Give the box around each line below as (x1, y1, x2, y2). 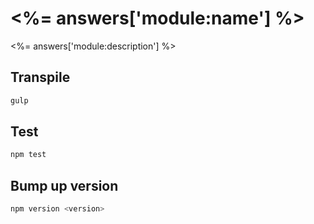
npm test (10, 150, 47, 160)
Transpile (10, 69, 71, 86)
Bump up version (10, 177, 119, 194)
